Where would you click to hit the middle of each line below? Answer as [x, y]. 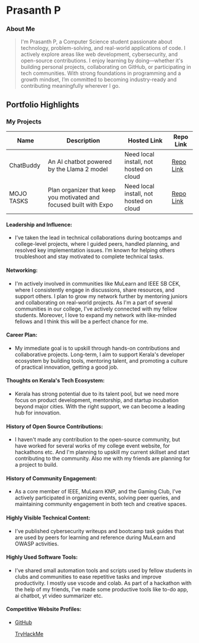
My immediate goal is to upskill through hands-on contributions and [97, 348]
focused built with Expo [81, 205]
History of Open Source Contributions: [55, 426]
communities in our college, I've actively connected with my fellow [96, 309]
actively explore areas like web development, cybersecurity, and [99, 55]
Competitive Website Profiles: [44, 609]
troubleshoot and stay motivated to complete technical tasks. [89, 256]
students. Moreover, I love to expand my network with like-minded [95, 315]
